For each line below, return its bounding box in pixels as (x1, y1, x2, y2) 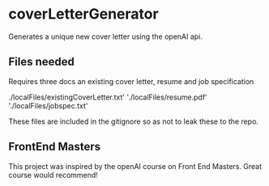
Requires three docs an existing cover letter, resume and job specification (8, 76, 254, 86)
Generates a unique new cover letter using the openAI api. (8, 32, 203, 41)
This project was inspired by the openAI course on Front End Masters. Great (8, 161, 262, 171)
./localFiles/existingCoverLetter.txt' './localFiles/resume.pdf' (8, 92, 208, 102)
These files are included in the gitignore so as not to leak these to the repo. (8, 116, 259, 126)
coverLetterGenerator (8, 5, 160, 23)
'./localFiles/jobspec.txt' (8, 100, 88, 110)
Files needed (8, 55, 75, 69)
